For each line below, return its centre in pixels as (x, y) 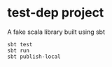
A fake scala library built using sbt (56, 32)
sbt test (20, 44)
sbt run (19, 50)
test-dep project (56, 13)
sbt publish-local (34, 57)
